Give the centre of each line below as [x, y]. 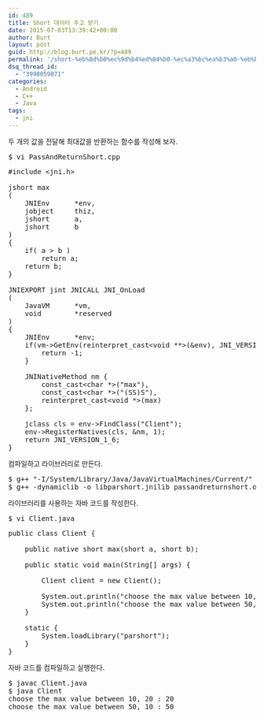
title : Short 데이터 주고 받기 [53, 23]
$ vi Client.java [41, 518]
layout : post [29, 45]
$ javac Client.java [48, 683]
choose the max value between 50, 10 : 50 [91, 707]
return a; [60, 258]
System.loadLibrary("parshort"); [106, 636]
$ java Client [35, 691]
